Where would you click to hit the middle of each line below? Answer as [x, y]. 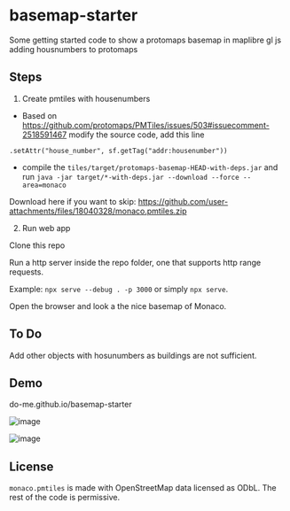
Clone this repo [37, 245]
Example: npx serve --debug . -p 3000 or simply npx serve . [119, 289]
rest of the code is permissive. [65, 498]
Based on [39, 115]
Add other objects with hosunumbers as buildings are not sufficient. [133, 355]
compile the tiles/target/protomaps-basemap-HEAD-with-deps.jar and [150, 167]
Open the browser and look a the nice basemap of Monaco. [118, 306]
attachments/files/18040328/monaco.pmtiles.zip [98, 211]
